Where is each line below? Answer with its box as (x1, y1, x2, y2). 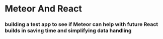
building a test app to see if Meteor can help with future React (5, 21, 158, 28)
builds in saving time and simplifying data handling (5, 27, 132, 34)
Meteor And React (5, 3, 83, 14)
